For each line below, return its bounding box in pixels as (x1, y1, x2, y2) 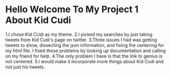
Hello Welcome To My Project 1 (5, 4, 139, 15)
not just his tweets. (5, 64, 45, 70)
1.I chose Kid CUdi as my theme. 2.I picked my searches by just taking (5, 31, 153, 37)
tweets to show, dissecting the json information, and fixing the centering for (5, 42, 164, 48)
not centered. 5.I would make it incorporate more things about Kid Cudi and (5, 58, 164, 64)
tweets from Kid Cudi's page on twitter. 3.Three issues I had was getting (5, 37, 157, 43)
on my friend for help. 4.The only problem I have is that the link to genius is (5, 53, 163, 59)
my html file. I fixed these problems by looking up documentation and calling (5, 47, 166, 54)
